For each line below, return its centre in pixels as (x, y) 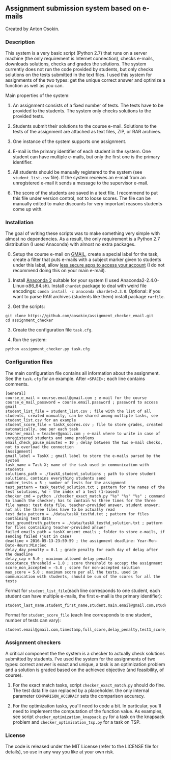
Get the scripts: (29, 306)
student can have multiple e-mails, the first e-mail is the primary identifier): (84, 596)
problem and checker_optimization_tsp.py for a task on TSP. (77, 722)
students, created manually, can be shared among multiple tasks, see (82, 416)
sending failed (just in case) (38, 536)
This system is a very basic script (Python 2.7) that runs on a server (76, 53)
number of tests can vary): (33, 620)
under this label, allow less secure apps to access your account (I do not (89, 265)
